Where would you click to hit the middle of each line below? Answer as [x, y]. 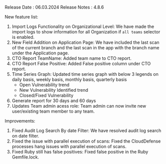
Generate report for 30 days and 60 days [54, 101]
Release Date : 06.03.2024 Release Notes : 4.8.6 [54, 7]
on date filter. [25, 136]
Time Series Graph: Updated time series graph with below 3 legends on [85, 74]
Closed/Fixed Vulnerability [46, 95]
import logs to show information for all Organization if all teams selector [86, 32]
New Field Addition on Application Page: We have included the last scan [85, 42]
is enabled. [23, 37]
